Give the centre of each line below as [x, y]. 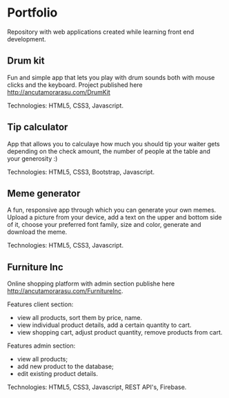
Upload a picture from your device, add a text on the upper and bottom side [114, 217]
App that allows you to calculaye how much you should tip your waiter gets [114, 143]
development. [27, 39]
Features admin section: [41, 346]
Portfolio [32, 13]
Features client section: [40, 304]
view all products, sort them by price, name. [80, 318]
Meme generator [44, 193]
